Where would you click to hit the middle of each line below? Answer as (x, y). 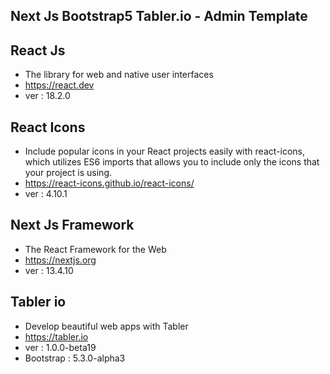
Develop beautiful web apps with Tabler (106, 326)
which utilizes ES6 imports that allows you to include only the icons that (172, 162)
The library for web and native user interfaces (119, 75)
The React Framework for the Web (95, 249)
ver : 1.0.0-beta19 (60, 347)
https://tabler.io (56, 336)
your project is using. (68, 173)
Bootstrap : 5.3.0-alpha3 (75, 358)
